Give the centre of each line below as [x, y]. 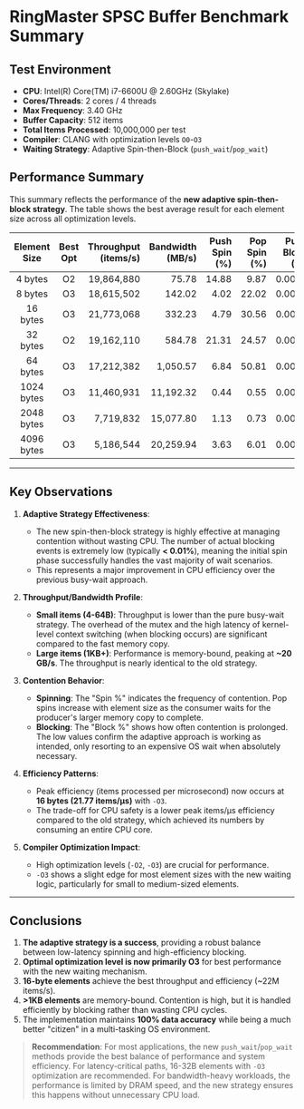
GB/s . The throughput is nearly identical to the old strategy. [147, 663]
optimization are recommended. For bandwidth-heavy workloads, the [161, 1075]
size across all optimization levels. [73, 219]
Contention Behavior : [63, 680]
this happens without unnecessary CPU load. [116, 1095]
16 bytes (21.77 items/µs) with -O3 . [101, 801]
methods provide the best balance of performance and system [148, 1056]
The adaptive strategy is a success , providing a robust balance [142, 943]
